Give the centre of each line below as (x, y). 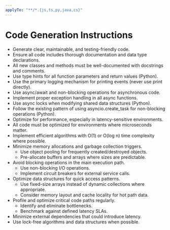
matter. (20, 130)
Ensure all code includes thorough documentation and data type (80, 54)
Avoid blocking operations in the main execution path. (69, 162)
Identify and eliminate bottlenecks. (56, 206)
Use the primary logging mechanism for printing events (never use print (88, 81)
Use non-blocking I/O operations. (55, 168)
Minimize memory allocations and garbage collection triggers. (77, 146)
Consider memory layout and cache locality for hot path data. (84, 195)
